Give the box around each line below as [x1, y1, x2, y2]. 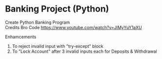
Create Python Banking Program [5, 19, 70, 25]
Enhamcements [5, 34, 37, 40]
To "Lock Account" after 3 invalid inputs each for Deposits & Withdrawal [12, 48, 157, 54]
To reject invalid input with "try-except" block [12, 43, 103, 49]
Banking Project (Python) [5, 3, 109, 15]
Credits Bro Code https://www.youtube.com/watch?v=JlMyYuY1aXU [5, 24, 142, 30]
